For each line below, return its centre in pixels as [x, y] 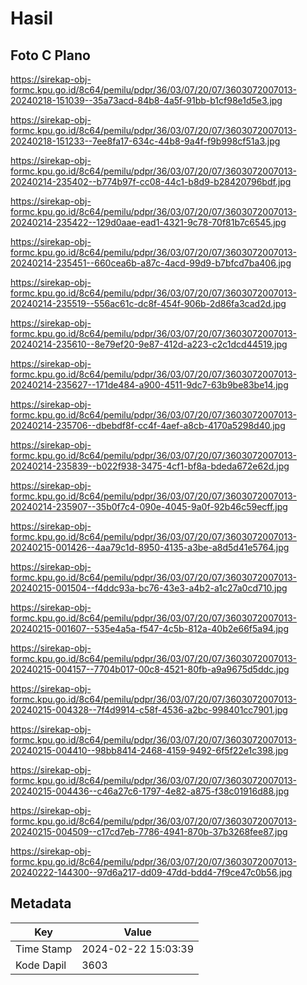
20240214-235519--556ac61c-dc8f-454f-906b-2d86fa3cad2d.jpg [148, 303]
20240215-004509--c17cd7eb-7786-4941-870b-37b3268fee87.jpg [149, 831]
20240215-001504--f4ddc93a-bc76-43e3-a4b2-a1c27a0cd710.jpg [149, 588]
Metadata [41, 903]
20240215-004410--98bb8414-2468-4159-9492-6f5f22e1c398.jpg [149, 750]
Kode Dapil [41, 965]
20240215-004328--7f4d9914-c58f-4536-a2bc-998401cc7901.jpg [149, 710]
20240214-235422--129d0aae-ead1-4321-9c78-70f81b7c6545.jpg [148, 222]
